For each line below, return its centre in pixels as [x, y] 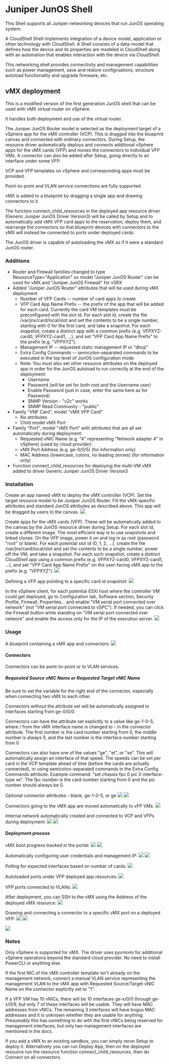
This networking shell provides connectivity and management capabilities [82, 64]
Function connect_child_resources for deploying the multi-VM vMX [82, 466]
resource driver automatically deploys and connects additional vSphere [79, 144]
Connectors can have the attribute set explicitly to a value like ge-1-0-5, [80, 721]
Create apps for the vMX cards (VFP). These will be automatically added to [83, 522]
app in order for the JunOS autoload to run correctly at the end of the [92, 369]
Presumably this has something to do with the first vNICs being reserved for [84, 1020]
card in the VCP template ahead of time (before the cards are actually [77, 763]
